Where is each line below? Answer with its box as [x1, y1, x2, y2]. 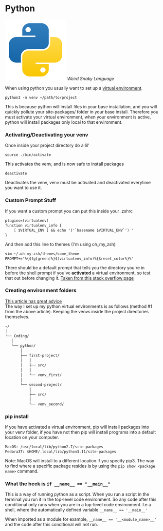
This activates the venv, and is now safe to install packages [5, 161, 124, 167]
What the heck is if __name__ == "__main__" [5, 480, 111, 487]
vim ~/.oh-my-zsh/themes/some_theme [5, 251, 79, 256]
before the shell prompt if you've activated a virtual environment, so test [5, 270, 151, 276]
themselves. [5, 314, 30, 320]
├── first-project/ [20, 353, 60, 358]
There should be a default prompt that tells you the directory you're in [5, 265, 145, 270]
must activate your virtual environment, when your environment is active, [5, 114, 151, 120]
